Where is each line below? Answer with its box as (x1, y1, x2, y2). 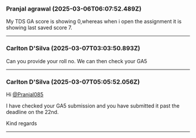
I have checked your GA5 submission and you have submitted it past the (6, 102, 180, 109)
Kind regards (6, 119, 37, 127)
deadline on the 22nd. (6, 108, 59, 115)
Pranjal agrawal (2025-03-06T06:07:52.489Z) (6, 5, 142, 13)
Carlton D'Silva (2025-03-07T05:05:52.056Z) (6, 78, 140, 86)
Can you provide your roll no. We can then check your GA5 (6, 57, 148, 64)
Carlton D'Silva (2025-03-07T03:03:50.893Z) (6, 44, 141, 53)
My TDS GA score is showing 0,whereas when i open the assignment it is (6, 18, 182, 25)
